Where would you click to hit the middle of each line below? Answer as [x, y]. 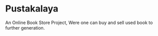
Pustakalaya [32, 9]
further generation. [25, 27]
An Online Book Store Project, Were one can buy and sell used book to [79, 22]
